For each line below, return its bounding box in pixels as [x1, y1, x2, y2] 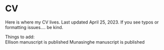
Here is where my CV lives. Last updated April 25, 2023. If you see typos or [5, 19, 159, 25]
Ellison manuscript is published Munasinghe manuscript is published [5, 39, 145, 45]
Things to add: [5, 34, 35, 40]
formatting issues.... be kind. [5, 24, 63, 30]
